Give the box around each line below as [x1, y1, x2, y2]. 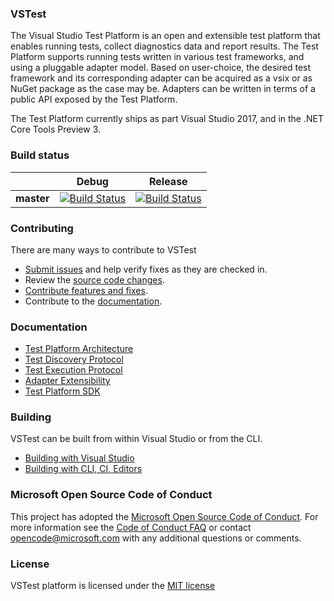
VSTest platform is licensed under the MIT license [10, 580, 216, 592]
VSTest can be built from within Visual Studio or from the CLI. [10, 433, 263, 445]
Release [149, 174, 188, 188]
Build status [10, 148, 70, 162]
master [15, 191, 50, 205]
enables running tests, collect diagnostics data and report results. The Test [10, 40, 319, 52]
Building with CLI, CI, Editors [24, 463, 143, 475]
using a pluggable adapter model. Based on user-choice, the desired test [10, 62, 312, 74]
